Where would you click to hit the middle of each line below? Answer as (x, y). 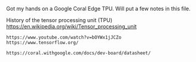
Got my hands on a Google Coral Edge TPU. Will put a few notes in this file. (98, 9)
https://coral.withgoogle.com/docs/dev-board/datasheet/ (79, 53)
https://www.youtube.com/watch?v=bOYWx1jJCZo (64, 38)
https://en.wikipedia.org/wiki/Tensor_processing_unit (71, 27)
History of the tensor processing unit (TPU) (59, 20)
